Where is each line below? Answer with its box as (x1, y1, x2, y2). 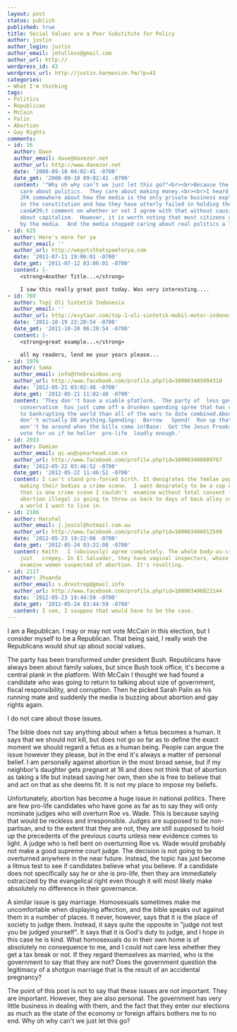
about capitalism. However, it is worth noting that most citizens (20, 214, 226, 221)
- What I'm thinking (7, 83, 68, 90)
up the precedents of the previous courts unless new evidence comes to (7, 831, 219, 840)
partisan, (7, 824, 33, 832)
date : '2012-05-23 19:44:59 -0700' (13, 594, 119, 601)
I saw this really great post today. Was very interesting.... (20, 285, 210, 293)
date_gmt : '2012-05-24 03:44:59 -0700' (13, 600, 131, 607)
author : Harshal (13, 515, 61, 523)
